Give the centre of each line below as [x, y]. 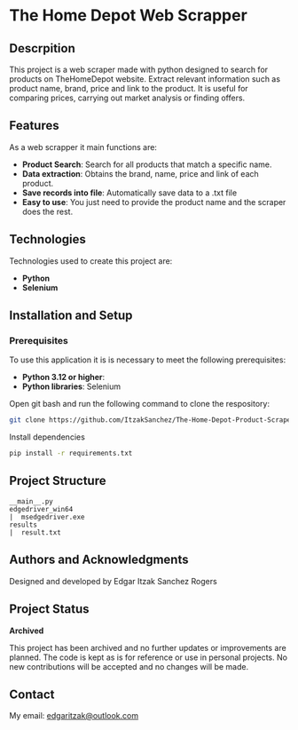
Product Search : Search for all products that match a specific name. [147, 164]
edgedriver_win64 [41, 509]
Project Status [50, 609]
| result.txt [35, 532]
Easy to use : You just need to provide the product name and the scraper [154, 202]
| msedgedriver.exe [47, 517]
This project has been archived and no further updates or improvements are [148, 647]
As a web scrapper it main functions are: [83, 147]
